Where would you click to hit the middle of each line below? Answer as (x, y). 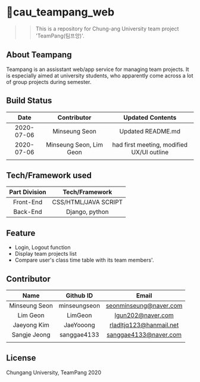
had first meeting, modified (150, 144)
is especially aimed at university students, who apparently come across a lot (100, 75)
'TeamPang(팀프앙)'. (60, 36)
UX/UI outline (150, 152)
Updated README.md (150, 131)
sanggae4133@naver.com (144, 335)
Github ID (79, 296)
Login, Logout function (43, 247)
